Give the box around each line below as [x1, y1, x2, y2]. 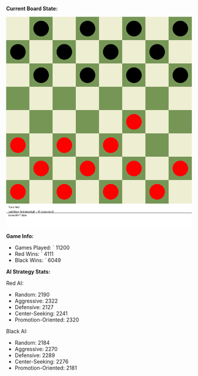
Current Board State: [6, 5, 58, 12]
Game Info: [6, 233, 34, 239]
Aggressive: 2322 [14, 297, 58, 304]
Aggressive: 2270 [14, 346, 58, 352]
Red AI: [6, 279, 24, 287]
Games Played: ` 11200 [14, 244, 70, 251]
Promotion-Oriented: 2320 [14, 316, 80, 323]
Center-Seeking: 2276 [14, 358, 69, 365]
